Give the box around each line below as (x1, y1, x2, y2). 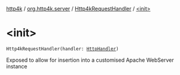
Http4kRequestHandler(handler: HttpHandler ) (6, 46, 119, 52)
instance (6, 62, 28, 70)
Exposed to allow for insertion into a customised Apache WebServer (6, 56, 175, 64)
